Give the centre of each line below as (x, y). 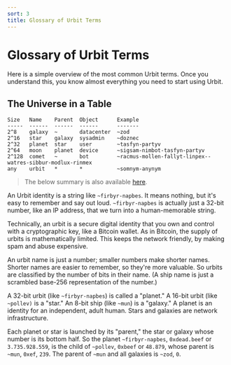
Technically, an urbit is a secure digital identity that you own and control (111, 224)
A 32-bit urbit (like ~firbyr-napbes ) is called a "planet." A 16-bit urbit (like (112, 296)
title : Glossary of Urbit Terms (54, 20)
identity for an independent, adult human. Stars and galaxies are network (113, 311)
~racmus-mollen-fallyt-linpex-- (164, 157)
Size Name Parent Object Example (73, 120)
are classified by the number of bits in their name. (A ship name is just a (111, 275)
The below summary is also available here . (86, 182)
